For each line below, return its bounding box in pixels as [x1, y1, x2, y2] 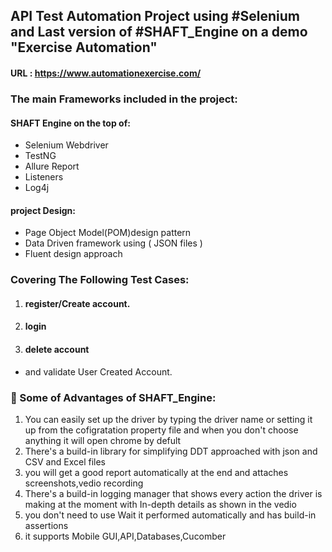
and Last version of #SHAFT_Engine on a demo [10, 24, 308, 41]
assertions [24, 519, 69, 531]
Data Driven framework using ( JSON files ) [24, 237, 203, 249]
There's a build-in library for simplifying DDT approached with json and [24, 445, 318, 457]
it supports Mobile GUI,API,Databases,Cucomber [24, 530, 227, 542]
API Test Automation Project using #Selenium [10, 8, 300, 25]
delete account [24, 344, 90, 356]
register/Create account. [24, 297, 131, 309]
